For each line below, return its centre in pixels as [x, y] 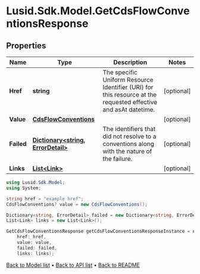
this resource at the [130, 95]
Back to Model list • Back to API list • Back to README [73, 265]
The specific [120, 72]
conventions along [129, 144]
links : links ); [36, 253]
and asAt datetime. [129, 110]
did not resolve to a [129, 136]
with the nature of [127, 151]
